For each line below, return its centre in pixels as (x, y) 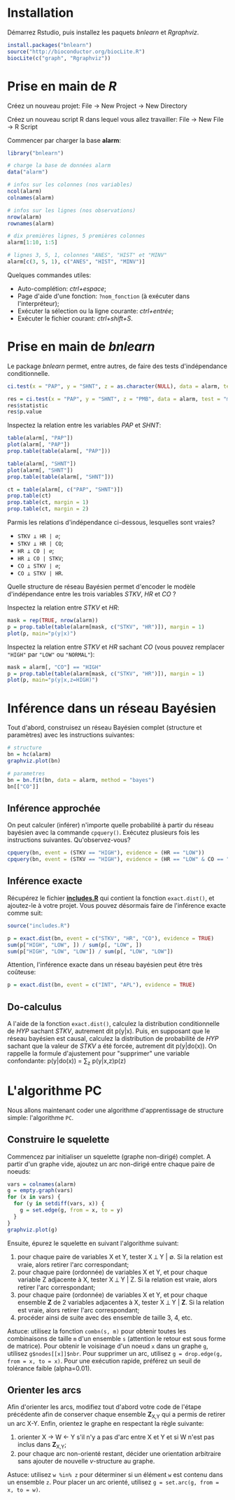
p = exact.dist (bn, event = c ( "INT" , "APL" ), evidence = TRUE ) (101, 985)
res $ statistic (28, 405)
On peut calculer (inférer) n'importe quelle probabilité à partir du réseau (111, 825)
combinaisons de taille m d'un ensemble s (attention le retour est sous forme (116, 1338)
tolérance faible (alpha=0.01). (50, 1368)
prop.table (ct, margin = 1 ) (48, 503)
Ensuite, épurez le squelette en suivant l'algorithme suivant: (93, 1243)
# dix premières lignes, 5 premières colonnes (76, 236)
